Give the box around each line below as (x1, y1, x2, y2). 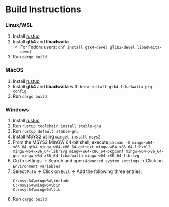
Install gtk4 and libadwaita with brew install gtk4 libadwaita (12, 83, 143, 89)
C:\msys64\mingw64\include (12, 179, 70, 184)
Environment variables (12, 164, 61, 169)
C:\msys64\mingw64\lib (12, 187, 61, 192)
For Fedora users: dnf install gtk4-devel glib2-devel (20, 44, 135, 50)
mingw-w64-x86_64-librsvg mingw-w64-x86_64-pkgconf (12, 149, 124, 154)
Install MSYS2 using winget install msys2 (12, 133, 101, 140)
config (12, 89, 27, 94)
